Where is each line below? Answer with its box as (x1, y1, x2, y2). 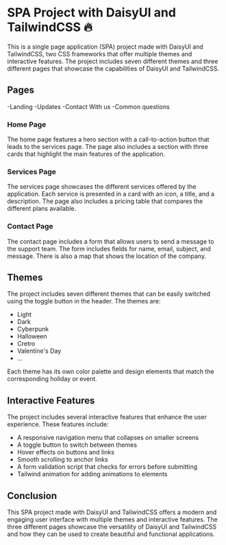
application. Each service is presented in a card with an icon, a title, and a (7, 190, 214, 198)
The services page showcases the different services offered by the (7, 183, 197, 191)
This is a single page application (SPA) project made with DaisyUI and (7, 43, 203, 51)
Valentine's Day (16, 347, 62, 355)
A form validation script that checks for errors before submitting (16, 463, 198, 471)
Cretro (16, 340, 36, 348)
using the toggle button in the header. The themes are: (7, 297, 161, 305)
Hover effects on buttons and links (16, 448, 115, 456)
